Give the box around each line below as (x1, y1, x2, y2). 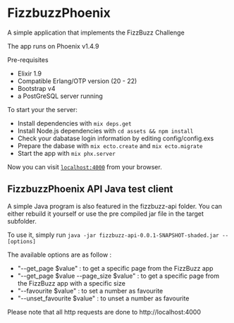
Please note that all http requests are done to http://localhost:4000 (7, 307, 201, 316)
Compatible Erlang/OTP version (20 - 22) (17, 76, 137, 85)
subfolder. (7, 217, 37, 225)
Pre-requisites (7, 55, 49, 64)
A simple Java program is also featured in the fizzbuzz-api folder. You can (7, 202, 223, 210)
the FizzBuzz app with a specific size (17, 279, 125, 287)
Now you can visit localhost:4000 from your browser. (7, 162, 162, 171)
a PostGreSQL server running (17, 92, 104, 100)
